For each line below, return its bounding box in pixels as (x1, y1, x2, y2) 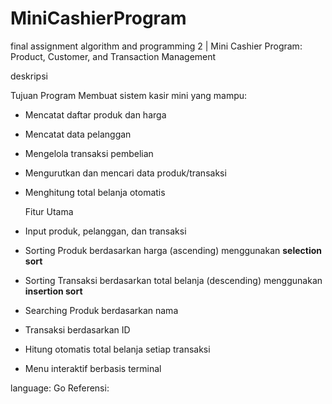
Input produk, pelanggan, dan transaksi (24, 225, 187, 237)
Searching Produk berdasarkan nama (24, 304, 179, 316)
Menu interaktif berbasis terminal (24, 362, 162, 374)
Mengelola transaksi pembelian (24, 147, 154, 159)
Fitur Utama (24, 205, 74, 217)
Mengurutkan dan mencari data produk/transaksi (24, 167, 227, 179)
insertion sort (24, 285, 83, 297)
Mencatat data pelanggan (24, 128, 132, 140)
